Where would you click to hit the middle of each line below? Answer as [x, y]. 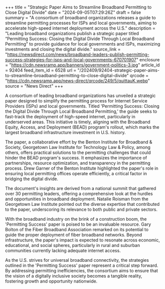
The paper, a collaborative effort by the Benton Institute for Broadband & [79, 142]
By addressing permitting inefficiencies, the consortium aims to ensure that [82, 271]
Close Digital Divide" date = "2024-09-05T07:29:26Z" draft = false [73, 12]
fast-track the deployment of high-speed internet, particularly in [70, 117]
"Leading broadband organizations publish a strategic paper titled [72, 33]
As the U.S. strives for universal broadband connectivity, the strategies [77, 260]
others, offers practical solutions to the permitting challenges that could [78, 152]
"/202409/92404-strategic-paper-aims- [118, 70]
